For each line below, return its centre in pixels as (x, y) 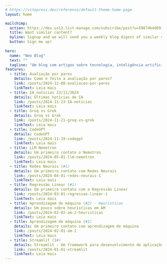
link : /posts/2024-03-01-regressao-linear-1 (61, 194)
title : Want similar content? (41, 33)
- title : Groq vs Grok (33, 111)
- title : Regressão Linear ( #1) (43, 185)
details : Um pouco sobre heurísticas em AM (60, 208)
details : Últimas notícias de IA (49, 97)
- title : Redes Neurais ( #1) (40, 166)
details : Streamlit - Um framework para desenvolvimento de (78, 245)
